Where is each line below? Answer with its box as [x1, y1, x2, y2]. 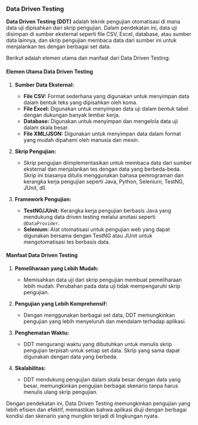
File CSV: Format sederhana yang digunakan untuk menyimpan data [23, 92, 190, 99]
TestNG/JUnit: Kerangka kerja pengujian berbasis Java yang [23, 207, 171, 214]
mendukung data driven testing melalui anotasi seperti [23, 213, 156, 220]
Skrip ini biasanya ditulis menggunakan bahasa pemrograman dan [23, 171, 184, 178]
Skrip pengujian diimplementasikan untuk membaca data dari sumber [23, 159, 192, 166]
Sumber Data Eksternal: [14, 81, 75, 88]
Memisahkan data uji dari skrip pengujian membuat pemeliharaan [23, 276, 182, 283]
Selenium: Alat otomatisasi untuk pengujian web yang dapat [23, 225, 170, 233]
